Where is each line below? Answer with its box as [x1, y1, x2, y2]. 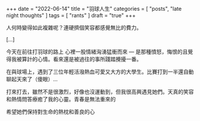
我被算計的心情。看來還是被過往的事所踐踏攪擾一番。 [11, 56, 142, 62]
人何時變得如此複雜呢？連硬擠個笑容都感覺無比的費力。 [6, 24, 142, 31]
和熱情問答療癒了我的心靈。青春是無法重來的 [6, 95, 116, 103]
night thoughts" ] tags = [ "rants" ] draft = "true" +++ [6, 12, 136, 19]
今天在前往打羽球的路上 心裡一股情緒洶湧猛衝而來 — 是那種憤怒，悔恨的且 [6, 48, 188, 55]
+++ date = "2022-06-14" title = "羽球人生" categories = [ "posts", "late [6, 5, 182, 12]
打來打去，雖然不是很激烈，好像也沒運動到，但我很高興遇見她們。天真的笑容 [6, 88, 194, 95]
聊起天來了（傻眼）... [6, 76, 58, 82]
